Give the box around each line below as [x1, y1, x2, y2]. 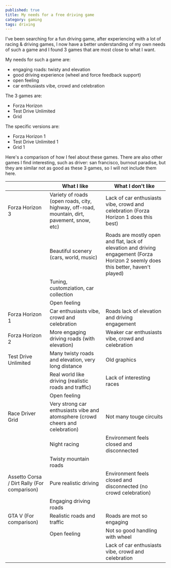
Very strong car [49, 400, 87, 407]
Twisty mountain [49, 455, 90, 463]
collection [49, 291, 73, 298]
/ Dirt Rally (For [8, 479, 44, 487]
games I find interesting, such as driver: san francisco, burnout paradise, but [5, 160, 166, 166]
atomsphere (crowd [49, 413, 97, 420]
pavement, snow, [49, 217, 91, 224]
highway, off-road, [49, 204, 95, 211]
